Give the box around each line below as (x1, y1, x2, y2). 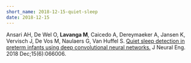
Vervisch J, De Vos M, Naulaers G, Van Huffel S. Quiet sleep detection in (6, 37, 185, 44)
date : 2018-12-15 (6, 14, 50, 20)
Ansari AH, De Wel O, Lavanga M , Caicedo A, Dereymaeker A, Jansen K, (6, 31, 186, 38)
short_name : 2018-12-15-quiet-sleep (6, 8, 98, 15)
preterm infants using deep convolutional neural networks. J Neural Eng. (6, 43, 186, 51)
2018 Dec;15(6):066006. (6, 50, 67, 57)
